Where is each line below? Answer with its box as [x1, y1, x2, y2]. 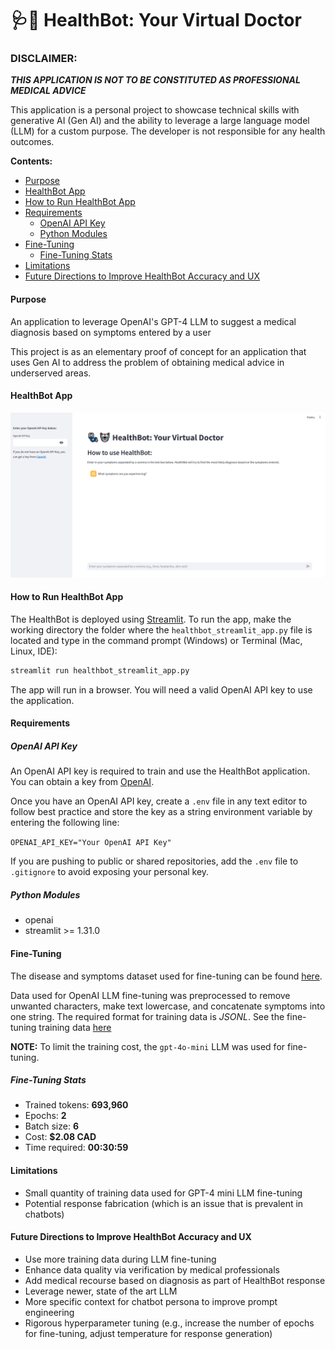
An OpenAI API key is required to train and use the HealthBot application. [10, 765, 311, 777]
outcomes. [10, 136, 55, 148]
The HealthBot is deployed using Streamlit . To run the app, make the [10, 613, 292, 625]
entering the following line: [10, 817, 120, 829]
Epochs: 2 [24, 1110, 67, 1122]
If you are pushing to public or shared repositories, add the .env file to [10, 855, 299, 867]
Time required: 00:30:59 [24, 1142, 129, 1154]
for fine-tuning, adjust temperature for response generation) [24, 1327, 273, 1339]
